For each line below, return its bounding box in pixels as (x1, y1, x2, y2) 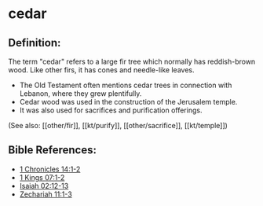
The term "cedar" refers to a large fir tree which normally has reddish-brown (8, 57, 256, 66)
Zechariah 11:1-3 (19, 189, 72, 199)
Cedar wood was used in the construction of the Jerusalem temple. (19, 97, 238, 106)
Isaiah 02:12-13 (19, 181, 69, 190)
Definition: (8, 36, 61, 50)
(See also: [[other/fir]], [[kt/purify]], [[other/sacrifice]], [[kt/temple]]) (8, 121, 228, 130)
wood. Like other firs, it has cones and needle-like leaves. (8, 65, 195, 75)
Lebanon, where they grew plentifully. (19, 89, 142, 98)
